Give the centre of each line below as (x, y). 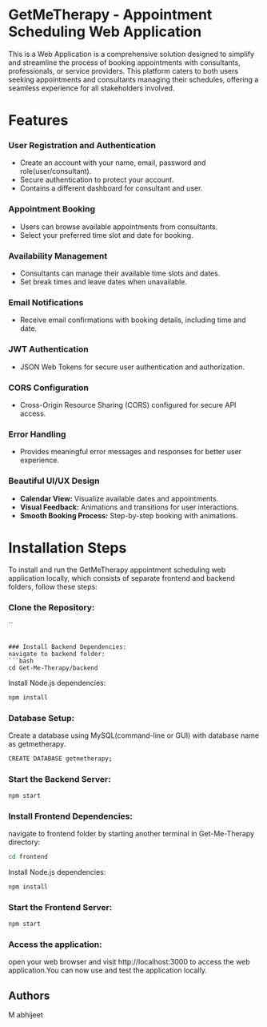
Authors (29, 995)
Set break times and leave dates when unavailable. (104, 282)
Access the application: (55, 944)
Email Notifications (46, 302)
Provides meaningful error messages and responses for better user (131, 452)
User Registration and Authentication (82, 146)
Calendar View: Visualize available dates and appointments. (119, 498)
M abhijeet (26, 1015)
